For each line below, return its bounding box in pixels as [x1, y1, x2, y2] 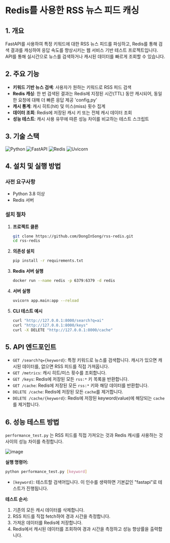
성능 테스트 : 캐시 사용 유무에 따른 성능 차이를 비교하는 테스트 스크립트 [12, 116, 149, 122]
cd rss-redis [12, 238, 41, 243]
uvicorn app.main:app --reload [12, 298, 79, 303]
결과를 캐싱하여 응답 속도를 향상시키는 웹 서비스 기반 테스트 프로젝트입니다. [10, 47, 158, 53]
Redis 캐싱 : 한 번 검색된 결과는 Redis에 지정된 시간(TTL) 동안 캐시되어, [12, 90, 153, 96]
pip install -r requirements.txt [12, 258, 84, 264]
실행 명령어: [5, 459, 29, 465]
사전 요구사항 [5, 178, 36, 185]
